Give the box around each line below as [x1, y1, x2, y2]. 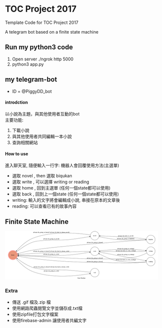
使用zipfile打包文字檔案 [12, 311, 59, 317]
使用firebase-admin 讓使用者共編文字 [12, 317, 87, 323]
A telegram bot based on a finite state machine [5, 29, 98, 35]
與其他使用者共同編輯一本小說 [12, 133, 72, 139]
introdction [5, 99, 28, 105]
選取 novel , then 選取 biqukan [12, 173, 72, 178]
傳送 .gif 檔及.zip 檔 [12, 299, 51, 305]
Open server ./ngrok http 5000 [12, 56, 74, 62]
